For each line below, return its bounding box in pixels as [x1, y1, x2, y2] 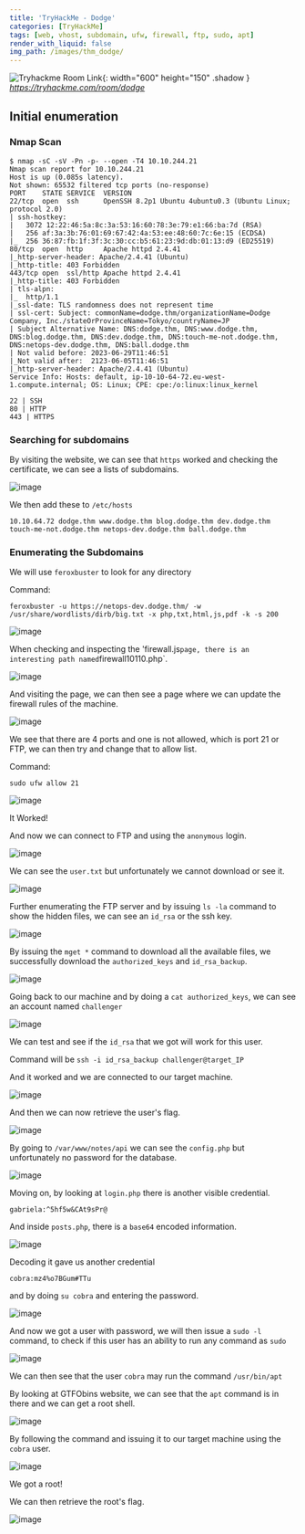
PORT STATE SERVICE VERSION [9, 188, 132, 197]
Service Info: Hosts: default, [9, 372, 128, 382]
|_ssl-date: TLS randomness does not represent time [9, 300, 214, 310]
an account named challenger [9, 1001, 123, 1012]
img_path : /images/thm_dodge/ [9, 47, 125, 57]
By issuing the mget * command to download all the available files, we [9, 946, 271, 957]
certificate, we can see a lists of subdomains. [9, 464, 179, 475]
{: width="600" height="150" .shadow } [101, 72, 250, 83]
